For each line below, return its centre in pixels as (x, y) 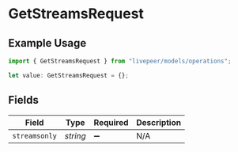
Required (111, 122)
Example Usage (47, 43)
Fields (24, 100)
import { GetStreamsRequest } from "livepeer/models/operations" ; (120, 61)
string (76, 135)
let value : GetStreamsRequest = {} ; (68, 75)
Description (159, 122)
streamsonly (35, 136)
